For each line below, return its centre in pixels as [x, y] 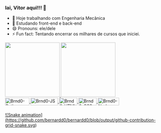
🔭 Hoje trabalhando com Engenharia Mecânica [58, 18]
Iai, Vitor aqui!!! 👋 [26, 8]
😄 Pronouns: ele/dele [34, 29]
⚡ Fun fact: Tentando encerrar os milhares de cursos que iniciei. [76, 34]
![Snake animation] [24, 115]
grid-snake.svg [20, 125]
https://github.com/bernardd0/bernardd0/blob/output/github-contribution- [81, 120]
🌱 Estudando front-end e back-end [47, 23]
